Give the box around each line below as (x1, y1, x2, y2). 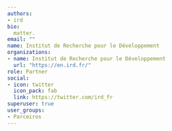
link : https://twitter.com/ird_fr (13, 94, 113, 101)
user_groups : (7, 107, 45, 114)
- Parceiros (7, 113, 42, 120)
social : (7, 74, 30, 82)
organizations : (7, 49, 51, 56)
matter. (13, 29, 36, 37)
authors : (7, 10, 33, 17)
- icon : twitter (7, 81, 54, 88)
